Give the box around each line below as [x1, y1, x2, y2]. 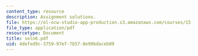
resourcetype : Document [6, 30, 65, 36]
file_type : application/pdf [6, 24, 75, 31]
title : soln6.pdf [6, 36, 49, 41]
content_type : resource [6, 8, 65, 15]
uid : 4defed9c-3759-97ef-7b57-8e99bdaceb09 [6, 41, 115, 47]
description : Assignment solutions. [6, 14, 96, 20]
